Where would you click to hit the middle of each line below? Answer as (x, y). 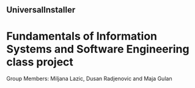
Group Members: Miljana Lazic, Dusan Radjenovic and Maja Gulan (89, 79)
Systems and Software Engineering (98, 49)
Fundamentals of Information (82, 36)
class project (40, 62)
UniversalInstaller (41, 10)
